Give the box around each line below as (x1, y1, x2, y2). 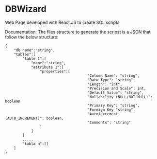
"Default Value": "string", (87, 90, 144, 95)
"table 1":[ (22, 56, 47, 61)
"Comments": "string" (87, 120, 131, 125)
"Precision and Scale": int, (87, 86, 146, 91)
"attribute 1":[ (31, 65, 64, 70)
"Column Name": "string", (87, 73, 140, 78)
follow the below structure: (5, 34, 59, 40)
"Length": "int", (87, 82, 123, 87)
